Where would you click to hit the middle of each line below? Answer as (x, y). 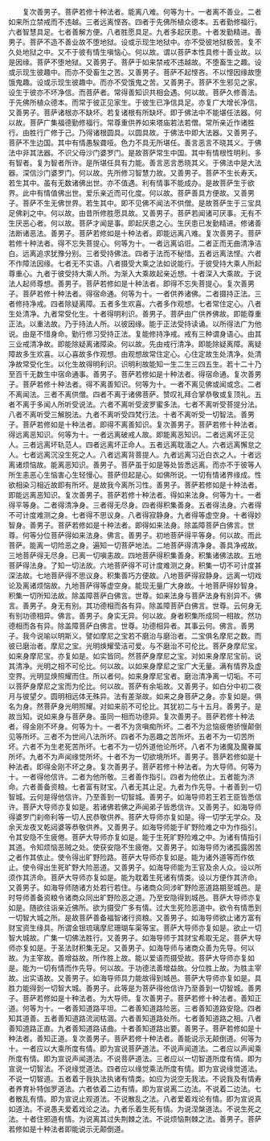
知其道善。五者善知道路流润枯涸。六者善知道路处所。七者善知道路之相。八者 (135, 1018)
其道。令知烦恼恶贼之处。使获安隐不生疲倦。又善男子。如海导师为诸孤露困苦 (135, 847)
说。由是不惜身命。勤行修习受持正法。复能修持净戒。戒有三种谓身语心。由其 (135, 334)
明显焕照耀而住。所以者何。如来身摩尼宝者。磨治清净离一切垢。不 (145, 676)
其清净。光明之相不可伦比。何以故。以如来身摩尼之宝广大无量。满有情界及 (131, 666)
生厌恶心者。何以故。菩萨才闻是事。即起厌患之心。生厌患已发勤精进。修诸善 (135, 223)
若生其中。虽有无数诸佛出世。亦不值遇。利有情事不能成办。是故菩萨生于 (128, 183)
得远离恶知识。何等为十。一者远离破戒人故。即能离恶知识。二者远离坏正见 (131, 434)
